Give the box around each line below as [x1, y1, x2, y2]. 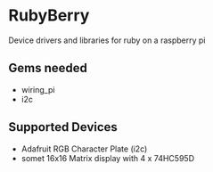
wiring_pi [20, 84, 55, 94]
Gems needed [8, 61, 88, 76]
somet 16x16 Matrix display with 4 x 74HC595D [20, 152, 195, 163]
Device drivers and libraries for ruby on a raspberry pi [8, 35, 206, 45]
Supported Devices [8, 119, 118, 135]
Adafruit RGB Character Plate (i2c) [20, 143, 148, 154]
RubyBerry [8, 5, 90, 26]
